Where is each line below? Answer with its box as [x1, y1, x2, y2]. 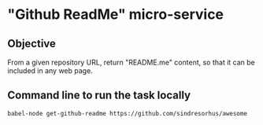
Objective [7, 37, 57, 50]
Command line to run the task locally [7, 89, 191, 102]
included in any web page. [7, 66, 94, 75]
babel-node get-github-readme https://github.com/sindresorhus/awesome [7, 109, 247, 117]
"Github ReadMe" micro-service [7, 6, 224, 24]
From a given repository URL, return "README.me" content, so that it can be [7, 57, 255, 67]
